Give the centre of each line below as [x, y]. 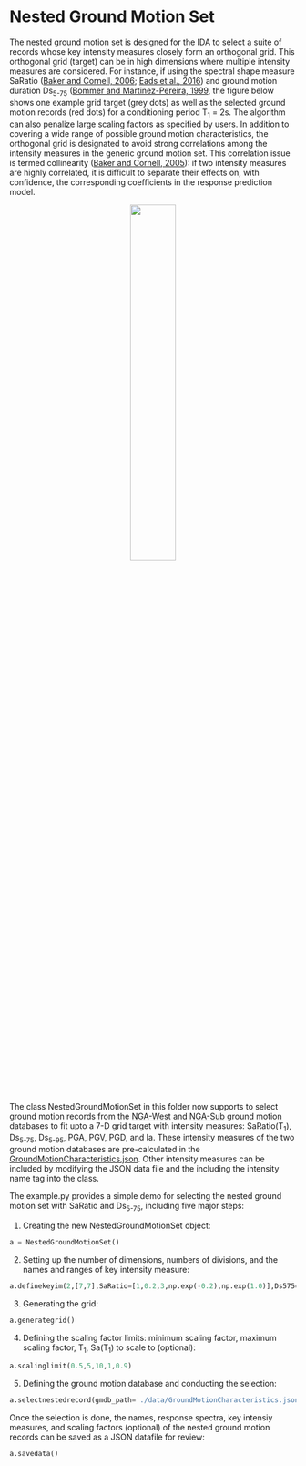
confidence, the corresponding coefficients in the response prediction [141, 182]
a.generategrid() [42, 1320]
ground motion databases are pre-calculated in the [105, 1150]
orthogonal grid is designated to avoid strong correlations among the [138, 143]
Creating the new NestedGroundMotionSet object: [117, 1225]
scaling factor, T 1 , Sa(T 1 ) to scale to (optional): [109, 1348]
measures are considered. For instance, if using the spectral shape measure [152, 71]
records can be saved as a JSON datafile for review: [107, 1437]
